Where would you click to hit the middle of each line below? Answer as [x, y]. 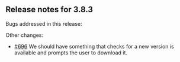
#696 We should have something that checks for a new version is [94, 46]
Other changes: [25, 35]
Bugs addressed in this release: [44, 23]
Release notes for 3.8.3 [49, 10]
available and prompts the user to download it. [71, 53]
